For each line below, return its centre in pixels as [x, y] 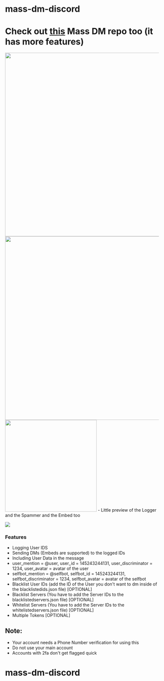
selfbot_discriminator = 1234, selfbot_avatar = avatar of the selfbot [79, 579]
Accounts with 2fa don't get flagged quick [54, 653]
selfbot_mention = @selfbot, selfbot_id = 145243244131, [69, 574]
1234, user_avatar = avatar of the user [50, 568]
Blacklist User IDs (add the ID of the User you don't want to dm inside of [84, 584]
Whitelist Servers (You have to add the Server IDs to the [68, 605]
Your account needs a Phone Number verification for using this [75, 643]
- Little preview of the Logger [127, 510]
